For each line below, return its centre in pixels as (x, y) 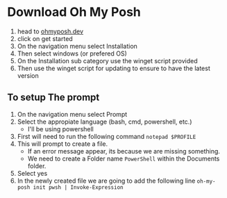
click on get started (45, 38)
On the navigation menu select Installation (77, 46)
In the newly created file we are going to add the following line (106, 181)
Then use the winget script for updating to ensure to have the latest (113, 68)
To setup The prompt (53, 98)
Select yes (32, 173)
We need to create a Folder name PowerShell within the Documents (124, 158)
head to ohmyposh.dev (50, 31)
